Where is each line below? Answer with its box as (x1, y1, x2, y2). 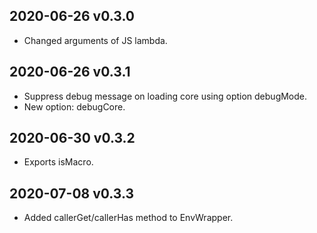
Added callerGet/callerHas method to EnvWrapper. (23, 212, 234, 224)
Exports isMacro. (23, 156, 94, 168)
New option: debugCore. (23, 100, 126, 113)
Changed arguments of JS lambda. (23, 34, 168, 46)
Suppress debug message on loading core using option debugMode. (23, 90, 308, 102)
